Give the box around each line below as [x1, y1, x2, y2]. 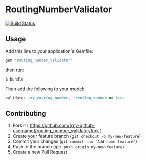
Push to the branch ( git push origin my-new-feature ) [12, 144, 124, 150]
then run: [5, 67, 24, 73]
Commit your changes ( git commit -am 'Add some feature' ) [12, 138, 137, 144]
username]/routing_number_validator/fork [12, 128, 99, 134]
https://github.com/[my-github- [29, 122, 95, 129]
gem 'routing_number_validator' [5, 58, 73, 63]
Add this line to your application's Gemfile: [5, 48, 93, 54]
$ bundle [5, 76, 24, 82]
